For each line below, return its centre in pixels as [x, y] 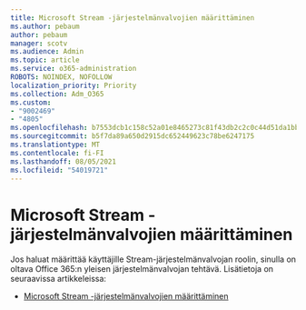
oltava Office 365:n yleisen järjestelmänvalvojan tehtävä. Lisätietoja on [142, 269]
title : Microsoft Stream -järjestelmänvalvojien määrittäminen [133, 18]
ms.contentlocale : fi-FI [57, 153]
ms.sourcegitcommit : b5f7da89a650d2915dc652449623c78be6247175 [133, 136]
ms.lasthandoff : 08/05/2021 [64, 161]
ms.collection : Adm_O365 [57, 94]
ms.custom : [31, 102]
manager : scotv [39, 43]
